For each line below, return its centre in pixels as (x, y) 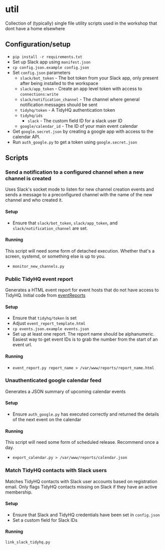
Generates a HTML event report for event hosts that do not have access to (82, 290)
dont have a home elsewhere (35, 28)
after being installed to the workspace (59, 83)
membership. (19, 492)
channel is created (28, 179)
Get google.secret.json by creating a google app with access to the (83, 131)
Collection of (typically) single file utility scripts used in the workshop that (81, 23)
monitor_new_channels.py (38, 266)
